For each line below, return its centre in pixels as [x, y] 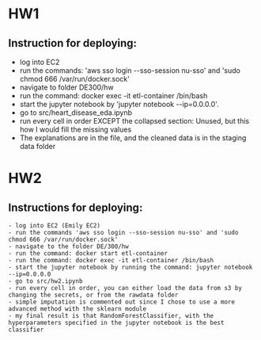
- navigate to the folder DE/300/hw [68, 246]
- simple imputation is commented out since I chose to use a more [122, 302]
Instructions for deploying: [76, 207]
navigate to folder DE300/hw [66, 87]
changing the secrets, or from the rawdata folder [93, 295]
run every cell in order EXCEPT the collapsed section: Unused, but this [134, 121]
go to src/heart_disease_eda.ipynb [76, 113]
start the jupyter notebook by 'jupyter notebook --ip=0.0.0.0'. [119, 104]
